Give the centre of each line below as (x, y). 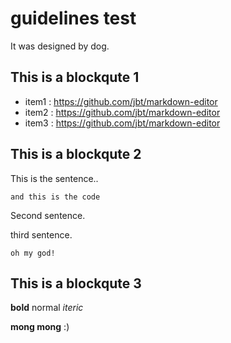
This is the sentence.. (54, 178)
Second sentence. (48, 215)
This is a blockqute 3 (76, 283)
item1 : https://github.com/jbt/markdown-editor (121, 101)
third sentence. (41, 234)
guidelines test (73, 18)
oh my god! (33, 253)
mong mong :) (40, 327)
